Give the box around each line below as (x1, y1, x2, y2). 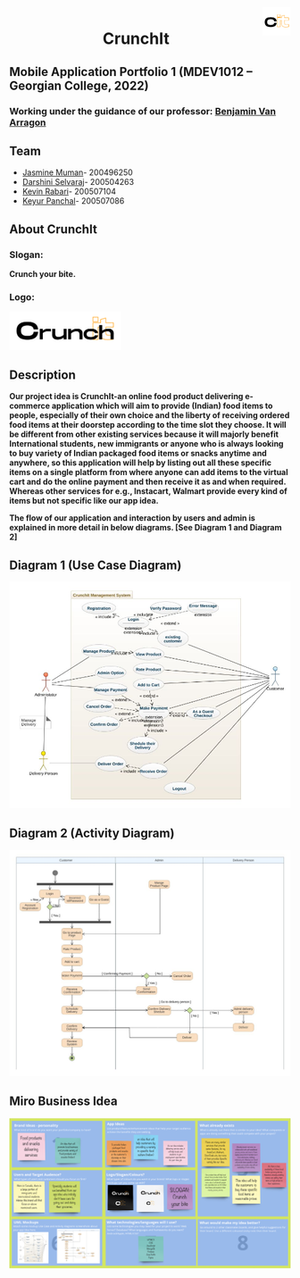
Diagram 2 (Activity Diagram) (9, 826, 175, 841)
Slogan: (9, 248, 44, 261)
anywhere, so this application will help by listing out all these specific (9, 457, 272, 468)
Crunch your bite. (9, 269, 76, 279)
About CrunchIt (9, 221, 98, 237)
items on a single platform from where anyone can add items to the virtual (9, 467, 288, 478)
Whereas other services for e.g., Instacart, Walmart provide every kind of (9, 486, 287, 497)
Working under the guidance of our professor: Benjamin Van (9, 104, 277, 117)
